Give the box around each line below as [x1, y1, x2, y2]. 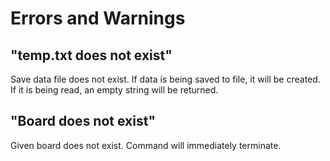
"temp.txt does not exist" [10, 47, 173, 64]
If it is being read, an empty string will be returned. [10, 84, 219, 96]
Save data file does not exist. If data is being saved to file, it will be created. [10, 73, 321, 85]
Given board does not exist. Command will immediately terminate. [10, 139, 282, 151]
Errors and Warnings [10, 7, 186, 30]
